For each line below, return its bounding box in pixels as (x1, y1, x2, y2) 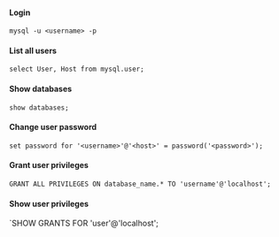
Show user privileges (9, 198, 89, 209)
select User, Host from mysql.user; (9, 65, 144, 74)
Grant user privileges (9, 160, 89, 171)
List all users (9, 45, 58, 56)
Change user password (9, 122, 97, 133)
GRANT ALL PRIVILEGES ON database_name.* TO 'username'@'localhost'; (9, 180, 272, 189)
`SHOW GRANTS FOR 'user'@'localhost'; (9, 218, 159, 229)
